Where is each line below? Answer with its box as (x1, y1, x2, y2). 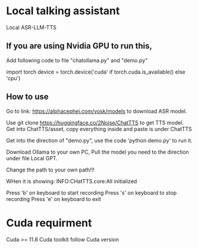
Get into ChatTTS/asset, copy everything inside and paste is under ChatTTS (6, 125, 192, 132)
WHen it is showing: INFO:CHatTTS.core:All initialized (6, 177, 137, 185)
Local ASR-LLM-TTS (6, 24, 56, 31)
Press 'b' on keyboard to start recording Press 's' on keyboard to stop (6, 189, 177, 196)
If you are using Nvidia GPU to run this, (6, 41, 153, 51)
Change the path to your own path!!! (6, 166, 95, 173)
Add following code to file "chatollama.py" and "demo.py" (6, 56, 148, 63)
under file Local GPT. (6, 154, 58, 161)
